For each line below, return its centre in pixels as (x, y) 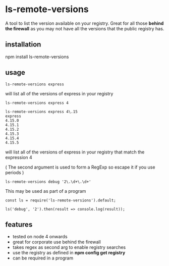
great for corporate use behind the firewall (57, 242)
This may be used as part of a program (46, 191)
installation (23, 45)
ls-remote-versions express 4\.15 (42, 112)
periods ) (15, 172)
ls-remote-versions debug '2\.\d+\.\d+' (48, 182)
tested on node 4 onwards (40, 237)
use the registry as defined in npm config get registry (69, 253)
